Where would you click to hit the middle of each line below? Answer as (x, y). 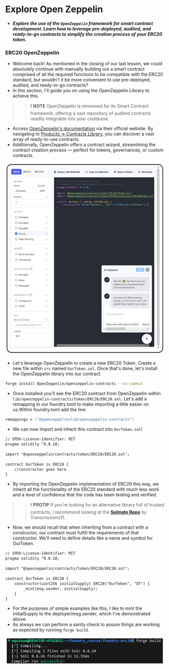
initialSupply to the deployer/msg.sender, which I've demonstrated (81, 613)
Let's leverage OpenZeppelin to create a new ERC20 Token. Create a (84, 363)
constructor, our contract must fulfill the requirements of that (76, 532)
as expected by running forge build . (51, 629)
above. (20, 619)
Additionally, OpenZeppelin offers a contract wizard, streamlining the (84, 145)
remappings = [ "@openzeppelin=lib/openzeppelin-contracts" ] (70, 419)
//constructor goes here (40, 469)
